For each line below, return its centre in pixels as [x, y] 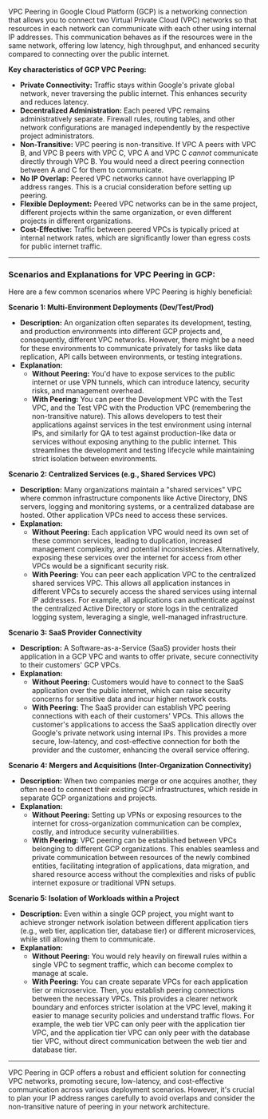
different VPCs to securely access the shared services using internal [144, 591]
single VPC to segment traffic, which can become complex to [132, 965]
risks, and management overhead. [88, 391]
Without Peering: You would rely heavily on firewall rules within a [139, 956]
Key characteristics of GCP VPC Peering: [77, 70]
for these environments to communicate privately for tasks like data [130, 348]
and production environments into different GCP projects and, [121, 332]
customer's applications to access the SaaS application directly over [144, 725]
